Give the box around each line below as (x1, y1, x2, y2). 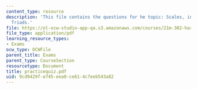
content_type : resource (6, 8, 64, 15)
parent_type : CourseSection (6, 57, 75, 63)
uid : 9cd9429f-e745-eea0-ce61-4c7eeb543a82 (6, 74, 114, 80)
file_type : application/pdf (6, 30, 75, 36)
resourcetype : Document (6, 63, 64, 69)
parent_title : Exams (6, 52, 57, 58)
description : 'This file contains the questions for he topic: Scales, (6, 14, 185, 20)
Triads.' (11, 19, 33, 25)
